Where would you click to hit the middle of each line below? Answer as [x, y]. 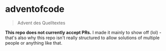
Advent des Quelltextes [41, 23]
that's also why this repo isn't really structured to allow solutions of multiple [83, 38]
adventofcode [35, 9]
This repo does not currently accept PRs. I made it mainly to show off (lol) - [83, 32]
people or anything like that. [34, 43]
